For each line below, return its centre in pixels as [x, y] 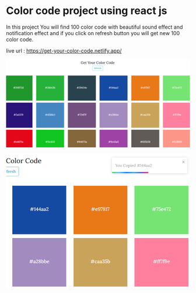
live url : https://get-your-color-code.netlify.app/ [64, 50]
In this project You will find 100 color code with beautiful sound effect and [94, 27]
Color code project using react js [87, 11]
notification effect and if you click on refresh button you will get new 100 [93, 33]
